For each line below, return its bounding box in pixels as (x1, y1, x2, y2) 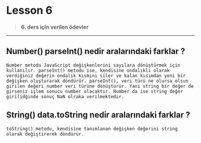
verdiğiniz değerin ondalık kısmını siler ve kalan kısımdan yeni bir (6, 72, 186, 78)
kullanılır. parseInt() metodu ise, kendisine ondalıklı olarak (6, 67, 170, 74)
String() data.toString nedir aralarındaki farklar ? (6, 110, 190, 120)
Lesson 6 (6, 4, 53, 17)
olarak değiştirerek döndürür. (6, 131, 84, 137)
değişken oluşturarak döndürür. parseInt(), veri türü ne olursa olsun (6, 78, 188, 84)
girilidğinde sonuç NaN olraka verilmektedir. (6, 93, 124, 99)
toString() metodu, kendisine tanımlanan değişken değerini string (6, 126, 178, 132)
